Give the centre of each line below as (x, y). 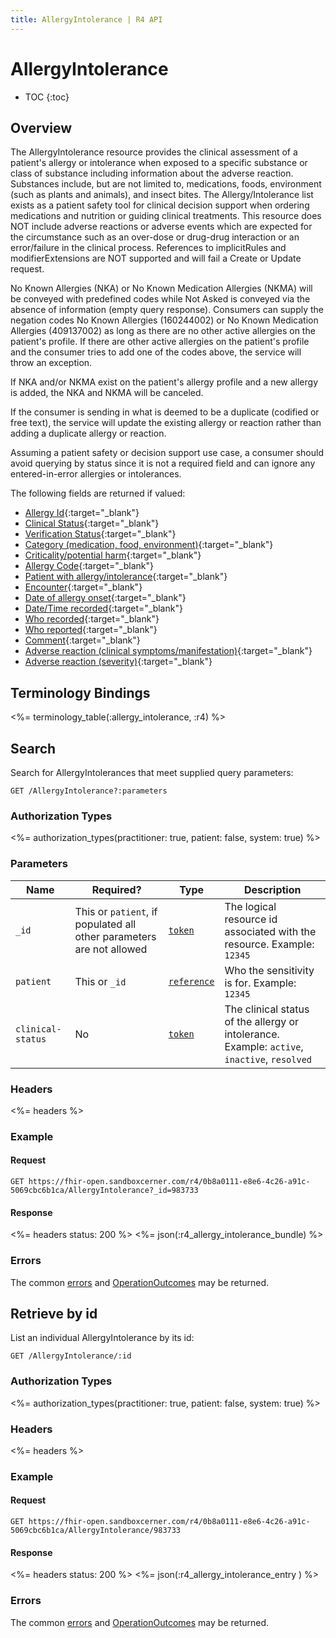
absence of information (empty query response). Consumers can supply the (167, 310)
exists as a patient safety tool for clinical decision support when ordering (160, 205)
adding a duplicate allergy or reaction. (88, 433)
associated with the (270, 931)
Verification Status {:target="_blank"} (100, 534)
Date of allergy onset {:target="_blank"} (105, 598)
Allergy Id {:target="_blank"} (82, 513)
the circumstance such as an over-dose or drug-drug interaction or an (155, 237)
